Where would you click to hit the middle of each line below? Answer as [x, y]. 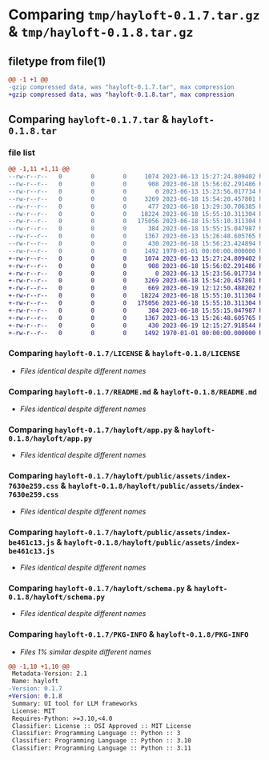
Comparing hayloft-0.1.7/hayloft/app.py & [94, 430]
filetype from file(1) [57, 61]
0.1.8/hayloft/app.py [50, 438]
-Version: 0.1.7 [35, 689]
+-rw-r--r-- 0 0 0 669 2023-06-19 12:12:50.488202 [132, 288]
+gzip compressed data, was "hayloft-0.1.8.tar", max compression [121, 94]
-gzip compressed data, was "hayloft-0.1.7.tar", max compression [121, 87]
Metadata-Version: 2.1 [50, 674]
